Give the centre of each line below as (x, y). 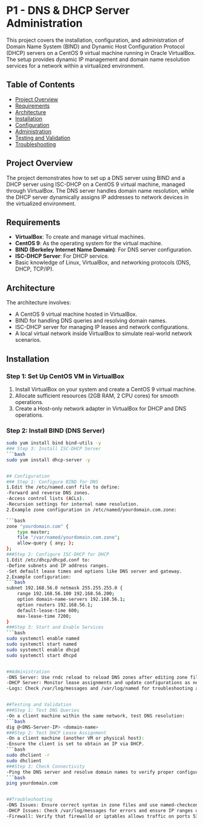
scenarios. (28, 340)
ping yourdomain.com (32, 783)
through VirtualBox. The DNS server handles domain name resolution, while (100, 190)
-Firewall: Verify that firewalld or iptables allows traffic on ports (98, 816)
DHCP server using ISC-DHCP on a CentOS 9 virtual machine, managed (96, 184)
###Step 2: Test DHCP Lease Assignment (56, 733)
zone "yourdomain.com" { (37, 526)
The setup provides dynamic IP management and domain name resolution (98, 59)
